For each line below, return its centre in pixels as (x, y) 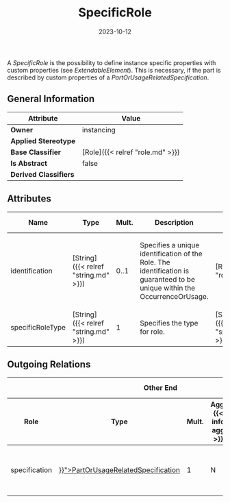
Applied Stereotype (43, 140)
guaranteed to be (167, 279)
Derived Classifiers (42, 174)
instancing (99, 130)
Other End (161, 388)
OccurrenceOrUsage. (174, 296)
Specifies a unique (170, 245)
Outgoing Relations (49, 364)
